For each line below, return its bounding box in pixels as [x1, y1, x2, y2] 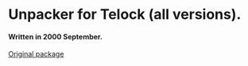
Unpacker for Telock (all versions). [8, 5, 242, 24]
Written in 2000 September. [8, 31, 103, 41]
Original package [8, 49, 64, 59]
